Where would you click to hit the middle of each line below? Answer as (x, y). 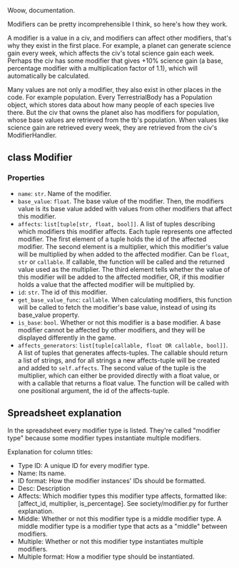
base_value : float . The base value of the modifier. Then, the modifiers (121, 201)
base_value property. (49, 315)
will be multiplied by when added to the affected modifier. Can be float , (123, 254)
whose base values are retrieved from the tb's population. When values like (118, 120)
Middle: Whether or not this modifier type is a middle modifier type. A (119, 518)
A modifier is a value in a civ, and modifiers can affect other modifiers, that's (119, 38)
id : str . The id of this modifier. (62, 292)
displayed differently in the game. (67, 338)
